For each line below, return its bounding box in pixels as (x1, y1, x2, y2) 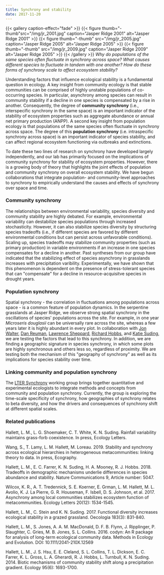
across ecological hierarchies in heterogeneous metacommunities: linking (5, 449, 154, 455)
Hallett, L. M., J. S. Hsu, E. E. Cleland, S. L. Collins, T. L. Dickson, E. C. (5, 549, 145, 554)
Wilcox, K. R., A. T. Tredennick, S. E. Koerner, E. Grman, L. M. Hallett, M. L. (5, 484, 155, 490)
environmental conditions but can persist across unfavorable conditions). (5, 234, 153, 240)
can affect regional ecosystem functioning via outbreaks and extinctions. (5, 139, 152, 145)
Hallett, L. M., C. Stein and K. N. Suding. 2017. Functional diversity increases (5, 509, 158, 515)
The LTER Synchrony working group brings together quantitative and (5, 380, 144, 386)
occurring (5, 92, 25, 98)
